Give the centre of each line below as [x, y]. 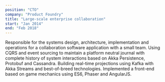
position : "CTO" [22, 10]
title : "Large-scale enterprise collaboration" [56, 19]
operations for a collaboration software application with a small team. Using [83, 48]
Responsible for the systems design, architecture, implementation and [77, 42]
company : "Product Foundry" [34, 14]
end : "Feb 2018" [22, 28]
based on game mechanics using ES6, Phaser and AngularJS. [69, 74]
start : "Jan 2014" [24, 24]
